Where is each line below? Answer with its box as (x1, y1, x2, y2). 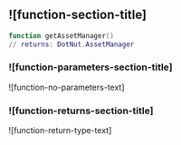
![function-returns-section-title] (8, 104, 154, 117)
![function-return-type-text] (8, 125, 112, 136)
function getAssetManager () (8, 31, 115, 40)
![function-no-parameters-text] (8, 82, 125, 92)
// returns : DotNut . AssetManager (8, 40, 135, 49)
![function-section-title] (8, 7, 147, 23)
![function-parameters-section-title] (8, 61, 173, 73)
